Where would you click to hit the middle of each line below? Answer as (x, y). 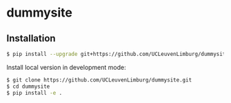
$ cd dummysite (28, 86)
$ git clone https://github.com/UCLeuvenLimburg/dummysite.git (99, 80)
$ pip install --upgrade (42, 54)
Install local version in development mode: (66, 67)
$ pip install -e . (34, 93)
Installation (31, 38)
